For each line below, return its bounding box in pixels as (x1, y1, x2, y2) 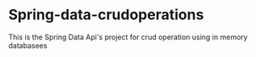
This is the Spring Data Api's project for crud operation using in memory (8, 32, 248, 42)
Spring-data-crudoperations (8, 6, 204, 24)
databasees (8, 40, 48, 50)
